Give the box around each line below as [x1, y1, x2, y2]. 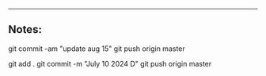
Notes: [8, 23, 42, 36]
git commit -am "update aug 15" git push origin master [8, 44, 186, 53]
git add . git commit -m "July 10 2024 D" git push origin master [8, 59, 212, 68]
